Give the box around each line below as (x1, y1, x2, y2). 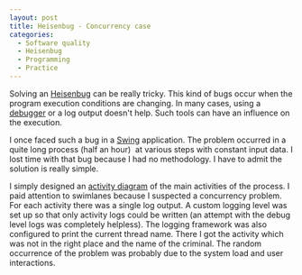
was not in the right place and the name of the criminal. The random (9, 238, 262, 249)
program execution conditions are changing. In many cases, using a (9, 97, 261, 108)
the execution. (9, 116, 63, 127)
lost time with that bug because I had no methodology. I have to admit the (9, 153, 282, 164)
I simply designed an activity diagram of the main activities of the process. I (9, 180, 290, 191)
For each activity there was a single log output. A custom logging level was (9, 199, 288, 210)
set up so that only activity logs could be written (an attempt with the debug (9, 209, 291, 220)
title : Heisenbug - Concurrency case (9, 22, 151, 31)
